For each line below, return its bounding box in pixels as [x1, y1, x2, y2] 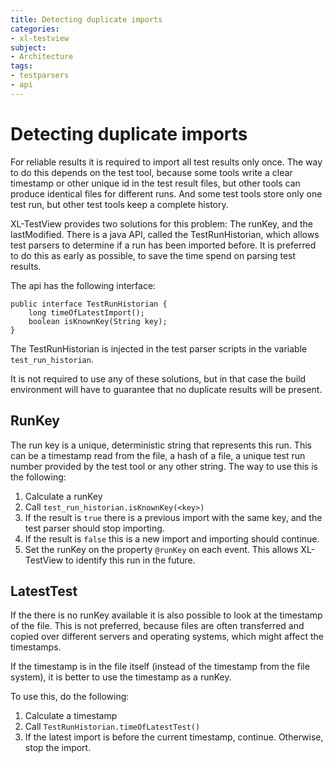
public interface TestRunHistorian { [10, 299, 168, 309]
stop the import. [24, 742, 92, 754]
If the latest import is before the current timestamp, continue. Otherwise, [24, 731, 324, 743]
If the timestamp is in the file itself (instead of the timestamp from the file [10, 661, 310, 673]
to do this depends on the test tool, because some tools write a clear [10, 166, 293, 178]
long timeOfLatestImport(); [28, 307, 145, 318]
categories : [10, 24, 60, 34]
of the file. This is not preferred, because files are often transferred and [10, 620, 305, 632]
